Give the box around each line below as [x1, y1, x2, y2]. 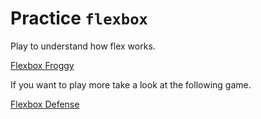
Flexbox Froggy [10, 59, 75, 71]
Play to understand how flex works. [10, 40, 156, 52]
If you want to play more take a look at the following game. [10, 78, 252, 91]
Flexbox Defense [10, 98, 80, 110]
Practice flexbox [10, 7, 148, 30]
